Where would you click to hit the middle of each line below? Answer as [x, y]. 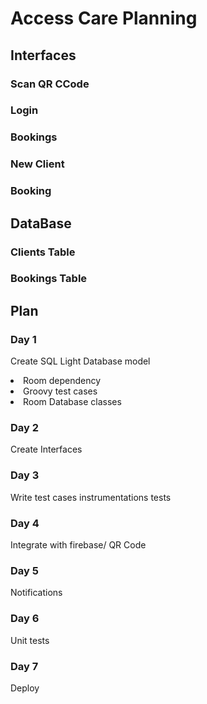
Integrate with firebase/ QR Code [78, 545]
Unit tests [30, 640]
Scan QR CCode [50, 84]
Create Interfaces [46, 449]
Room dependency [62, 381]
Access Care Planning [104, 18]
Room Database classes [72, 402]
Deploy [25, 688]
